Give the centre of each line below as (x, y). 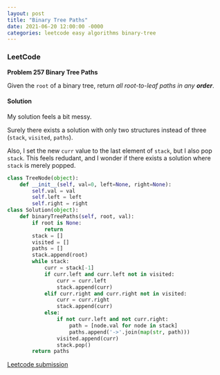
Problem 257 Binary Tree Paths (53, 72)
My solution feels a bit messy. (49, 116)
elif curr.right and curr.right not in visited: (116, 294)
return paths (51, 352)
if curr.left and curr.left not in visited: (109, 274)
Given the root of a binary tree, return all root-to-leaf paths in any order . (111, 85)
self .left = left (57, 198)
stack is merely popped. (42, 165)
